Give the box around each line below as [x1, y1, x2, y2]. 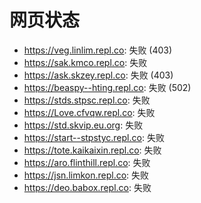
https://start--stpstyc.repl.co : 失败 [23, 131, 165, 143]
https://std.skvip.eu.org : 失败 [23, 119, 144, 131]
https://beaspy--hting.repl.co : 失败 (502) [23, 81, 192, 93]
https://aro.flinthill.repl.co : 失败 [23, 156, 151, 168]
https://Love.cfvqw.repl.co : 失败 [23, 106, 156, 118]
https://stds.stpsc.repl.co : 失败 [23, 94, 151, 106]
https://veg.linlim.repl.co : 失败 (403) [23, 44, 173, 56]
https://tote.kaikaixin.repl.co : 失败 [23, 144, 162, 156]
